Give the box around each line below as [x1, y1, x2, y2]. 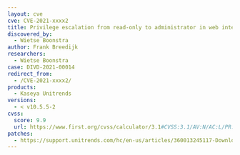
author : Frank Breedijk [7, 44, 79, 51]
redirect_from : [7, 70, 53, 77]
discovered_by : [7, 30, 53, 38]
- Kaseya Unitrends [14, 90, 72, 97]
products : [7, 84, 37, 91]
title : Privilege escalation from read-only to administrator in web [7, 24, 219, 31]
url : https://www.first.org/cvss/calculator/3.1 [14, 123, 161, 131]
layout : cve [7, 10, 43, 18]
